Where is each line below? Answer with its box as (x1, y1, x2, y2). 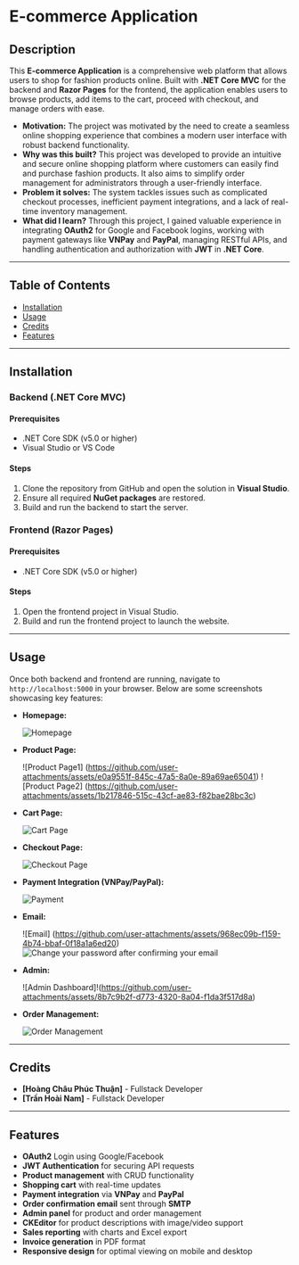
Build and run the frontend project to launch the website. (21, 616, 230, 626)
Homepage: (21, 709, 67, 720)
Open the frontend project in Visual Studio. (21, 606, 180, 616)
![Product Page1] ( (21, 761, 89, 773)
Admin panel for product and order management (21, 1208, 202, 1219)
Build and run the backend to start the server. (21, 501, 189, 512)
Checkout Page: (21, 841, 83, 853)
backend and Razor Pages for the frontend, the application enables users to (9, 85, 288, 95)
